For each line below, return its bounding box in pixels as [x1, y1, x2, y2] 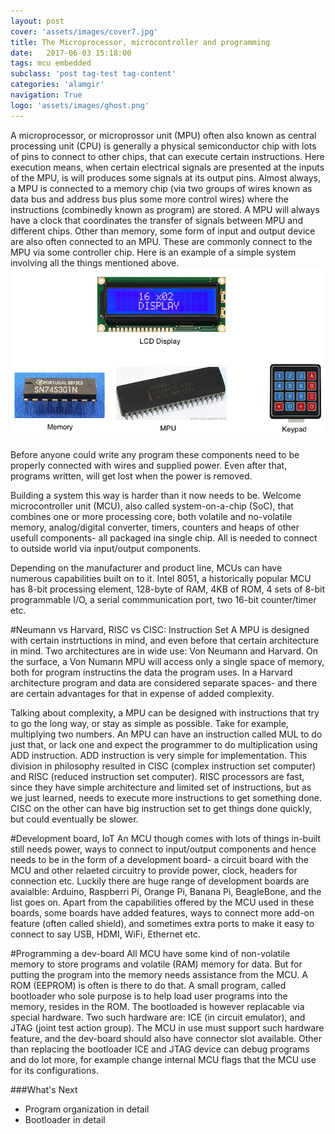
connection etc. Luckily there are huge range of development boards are [10, 875, 310, 887]
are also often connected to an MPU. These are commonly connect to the [10, 235, 313, 247]
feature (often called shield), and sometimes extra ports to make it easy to [10, 918, 315, 930]
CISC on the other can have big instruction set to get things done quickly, [10, 803, 312, 815]
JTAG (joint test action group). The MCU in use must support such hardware [10, 1022, 325, 1034]
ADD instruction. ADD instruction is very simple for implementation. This [10, 750, 308, 762]
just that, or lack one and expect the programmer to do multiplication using [10, 739, 318, 751]
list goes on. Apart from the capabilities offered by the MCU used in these [10, 896, 315, 909]
